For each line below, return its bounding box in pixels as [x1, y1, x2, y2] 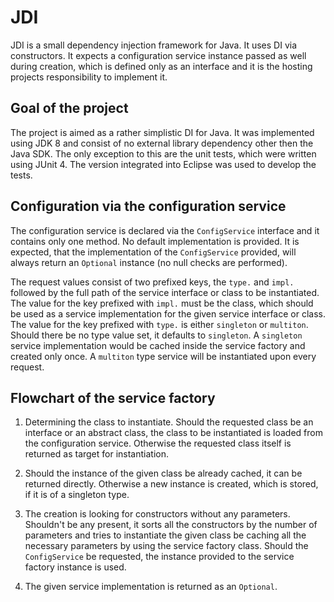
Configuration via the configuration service [10, 198, 287, 215]
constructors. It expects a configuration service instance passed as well [10, 49, 307, 61]
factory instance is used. [24, 561, 127, 573]
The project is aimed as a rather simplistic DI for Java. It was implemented [10, 126, 315, 138]
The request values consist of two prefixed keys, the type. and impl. [10, 276, 295, 288]
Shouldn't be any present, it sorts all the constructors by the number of [24, 519, 318, 531]
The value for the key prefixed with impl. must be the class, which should [10, 297, 314, 309]
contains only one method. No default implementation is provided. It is [10, 235, 300, 247]
